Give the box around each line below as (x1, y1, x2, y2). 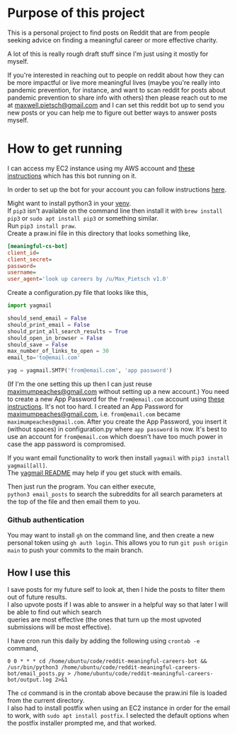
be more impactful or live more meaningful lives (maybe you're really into (7, 78, 221, 86)
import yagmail (7, 302, 52, 309)
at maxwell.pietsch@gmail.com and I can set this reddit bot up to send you (7, 100, 225, 109)
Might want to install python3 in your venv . (7, 199, 132, 207)
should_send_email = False (7, 315, 87, 322)
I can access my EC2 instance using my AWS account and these (7, 164, 195, 173)
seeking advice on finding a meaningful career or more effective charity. (7, 35, 218, 44)
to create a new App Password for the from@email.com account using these (7, 395, 225, 403)
